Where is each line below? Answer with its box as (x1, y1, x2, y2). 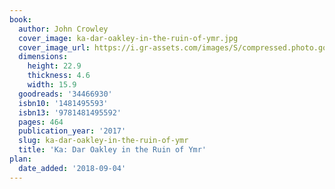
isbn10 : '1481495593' (18, 98, 109, 108)
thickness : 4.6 (27, 71, 91, 81)
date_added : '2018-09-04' (18, 163, 127, 173)
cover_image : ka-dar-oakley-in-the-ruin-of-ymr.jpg (18, 33, 239, 43)
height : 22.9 (27, 61, 82, 71)
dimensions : (18, 52, 69, 62)
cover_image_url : (18, 42, 91, 53)
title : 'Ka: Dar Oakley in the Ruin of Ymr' (18, 145, 207, 155)
